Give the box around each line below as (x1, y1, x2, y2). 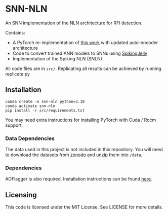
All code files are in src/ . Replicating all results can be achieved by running (5, 65, 162, 72)
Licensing (5, 191, 37, 199)
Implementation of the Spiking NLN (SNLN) (12, 55, 103, 61)
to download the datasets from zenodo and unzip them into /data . (5, 152, 143, 158)
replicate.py (5, 70, 30, 77)
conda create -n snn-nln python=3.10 (5, 99, 85, 104)
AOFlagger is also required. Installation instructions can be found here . (5, 176, 152, 182)
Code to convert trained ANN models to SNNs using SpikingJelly (12, 50, 148, 56)
